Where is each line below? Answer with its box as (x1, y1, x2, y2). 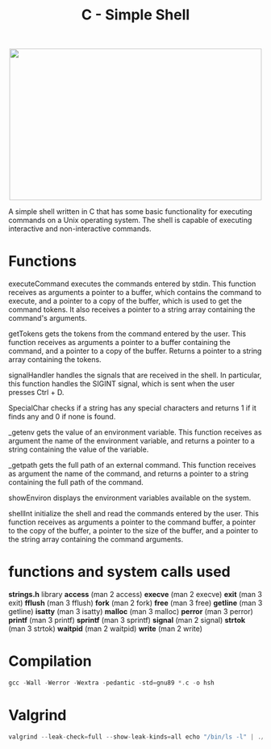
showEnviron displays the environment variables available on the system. (8, 493, 252, 503)
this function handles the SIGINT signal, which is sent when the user (8, 378, 236, 389)
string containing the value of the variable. (8, 444, 149, 454)
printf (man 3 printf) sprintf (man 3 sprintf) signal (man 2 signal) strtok (8, 615, 246, 625)
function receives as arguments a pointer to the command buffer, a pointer (8, 517, 256, 527)
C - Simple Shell (81, 6, 190, 24)
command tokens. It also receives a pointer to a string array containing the (8, 305, 256, 314)
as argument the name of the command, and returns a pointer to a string (8, 469, 248, 478)
